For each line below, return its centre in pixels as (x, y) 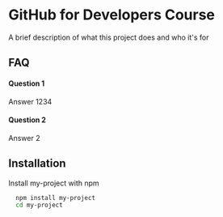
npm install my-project (55, 198)
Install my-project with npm (54, 183)
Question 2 (27, 120)
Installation (37, 164)
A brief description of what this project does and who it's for (109, 37)
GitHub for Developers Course (112, 15)
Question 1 (27, 83)
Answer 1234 (30, 101)
